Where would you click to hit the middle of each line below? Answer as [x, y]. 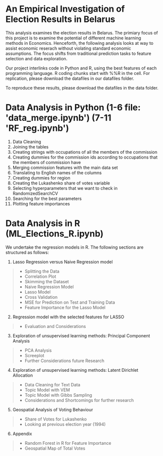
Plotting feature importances [41, 203]
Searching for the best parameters [47, 199]
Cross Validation [41, 297]
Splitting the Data [42, 271]
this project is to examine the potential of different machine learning [73, 38]
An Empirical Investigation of [65, 9]
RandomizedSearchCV [35, 193]
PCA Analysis [38, 350]
